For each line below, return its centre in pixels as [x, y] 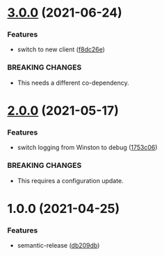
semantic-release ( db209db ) [58, 246]
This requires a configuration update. [70, 180]
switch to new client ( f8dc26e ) [61, 49]
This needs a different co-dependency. [73, 83]
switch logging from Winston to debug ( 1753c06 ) [87, 148]
